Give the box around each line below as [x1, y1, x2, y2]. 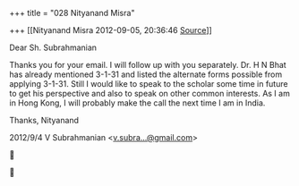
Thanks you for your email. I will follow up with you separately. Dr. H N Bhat [9, 60, 286, 70]
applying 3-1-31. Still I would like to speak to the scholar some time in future [9, 79, 288, 89]
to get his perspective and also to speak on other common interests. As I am [9, 89, 291, 98]
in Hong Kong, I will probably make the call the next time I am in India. [9, 97, 266, 108]
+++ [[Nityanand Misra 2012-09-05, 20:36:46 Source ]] [9, 25, 212, 35]
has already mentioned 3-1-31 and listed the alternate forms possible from [9, 69, 283, 80]
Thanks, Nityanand [9, 115, 79, 125]
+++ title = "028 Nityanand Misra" [9, 8, 135, 18]
